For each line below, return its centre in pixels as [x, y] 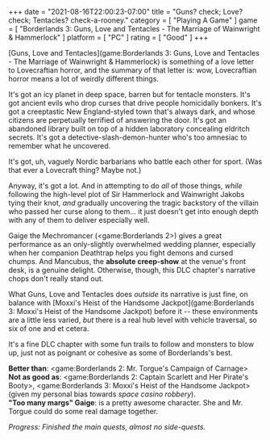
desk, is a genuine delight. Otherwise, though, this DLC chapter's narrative [132, 270]
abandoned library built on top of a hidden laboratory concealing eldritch [129, 129]
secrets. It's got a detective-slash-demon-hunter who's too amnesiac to [128, 137]
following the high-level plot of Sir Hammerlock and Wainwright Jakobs [127, 194]
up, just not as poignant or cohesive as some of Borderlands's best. [120, 353]
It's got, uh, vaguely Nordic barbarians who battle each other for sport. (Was [135, 161]
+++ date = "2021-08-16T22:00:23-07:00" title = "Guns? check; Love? [126, 12]
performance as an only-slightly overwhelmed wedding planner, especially [132, 244]
